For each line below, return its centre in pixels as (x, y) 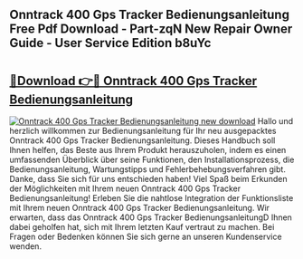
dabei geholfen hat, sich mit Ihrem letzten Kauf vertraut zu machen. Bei (142, 227)
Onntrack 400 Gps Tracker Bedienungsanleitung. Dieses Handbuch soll (142, 140)
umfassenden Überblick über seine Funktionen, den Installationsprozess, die (152, 159)
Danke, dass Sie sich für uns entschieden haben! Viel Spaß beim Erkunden (148, 179)
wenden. (26, 246)
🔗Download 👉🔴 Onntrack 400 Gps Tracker (133, 81)
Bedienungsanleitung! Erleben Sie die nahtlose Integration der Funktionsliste (151, 198)
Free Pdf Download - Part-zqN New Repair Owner (151, 29)
